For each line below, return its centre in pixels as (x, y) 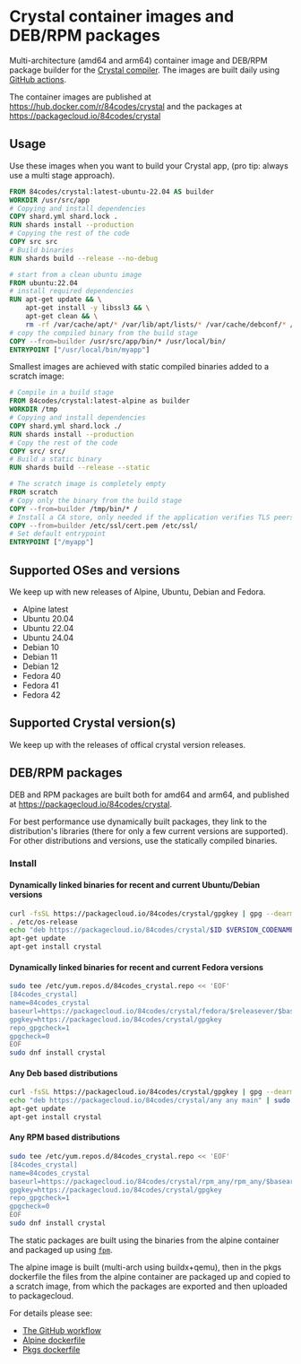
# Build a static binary (56, 459)
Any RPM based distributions (65, 1137)
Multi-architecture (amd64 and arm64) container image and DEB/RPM (138, 60)
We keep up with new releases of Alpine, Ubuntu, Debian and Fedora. (138, 591)
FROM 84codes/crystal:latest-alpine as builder (100, 401)
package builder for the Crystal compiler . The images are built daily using (145, 70)
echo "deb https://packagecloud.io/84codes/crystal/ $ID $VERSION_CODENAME (152, 930)
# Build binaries (42, 250)
